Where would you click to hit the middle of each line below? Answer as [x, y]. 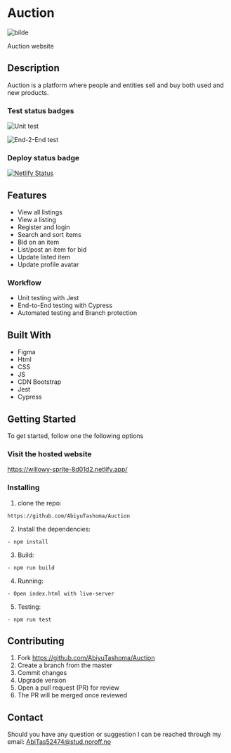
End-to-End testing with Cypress [65, 305]
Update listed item [44, 257]
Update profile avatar [48, 264]
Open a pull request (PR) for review [68, 688]
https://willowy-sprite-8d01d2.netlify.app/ [67, 470]
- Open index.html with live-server [61, 593]
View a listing [37, 220]
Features [27, 195]
